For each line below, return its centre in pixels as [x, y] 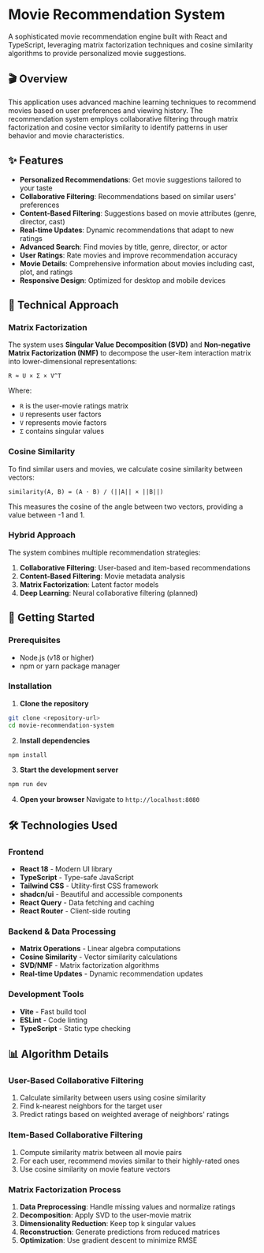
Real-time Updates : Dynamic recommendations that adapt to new [126, 230]
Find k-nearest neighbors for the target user [91, 1106]
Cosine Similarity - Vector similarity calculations [99, 957]
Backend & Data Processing [62, 931]
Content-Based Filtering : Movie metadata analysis [102, 576]
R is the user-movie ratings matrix [74, 406]
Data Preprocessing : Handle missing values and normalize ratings [127, 1206]
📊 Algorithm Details [58, 1054]
